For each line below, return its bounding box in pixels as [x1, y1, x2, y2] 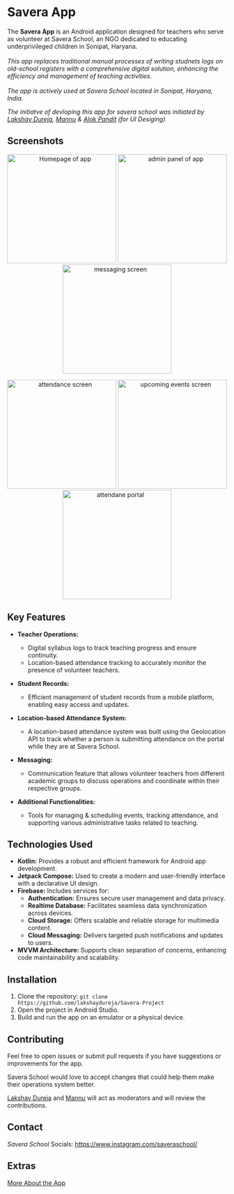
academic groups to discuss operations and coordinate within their [27, 776, 220, 785]
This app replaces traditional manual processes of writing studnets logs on [7, 57, 224, 65]
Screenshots [7, 135, 64, 147]
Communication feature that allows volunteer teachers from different [27, 769, 225, 777]
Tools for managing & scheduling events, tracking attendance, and [27, 811, 218, 819]
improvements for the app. [7, 1059, 84, 1068]
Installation [7, 973, 57, 985]
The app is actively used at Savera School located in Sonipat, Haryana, [7, 87, 213, 95]
